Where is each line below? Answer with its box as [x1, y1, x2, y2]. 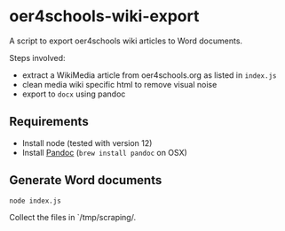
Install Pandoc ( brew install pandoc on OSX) [21, 147, 188, 158]
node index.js [9, 196, 62, 205]
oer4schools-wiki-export [9, 6, 200, 27]
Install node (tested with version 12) [21, 137, 153, 148]
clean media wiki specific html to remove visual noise [21, 79, 218, 89]
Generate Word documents [9, 173, 162, 188]
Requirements [9, 114, 89, 129]
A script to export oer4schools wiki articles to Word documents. [9, 35, 242, 46]
